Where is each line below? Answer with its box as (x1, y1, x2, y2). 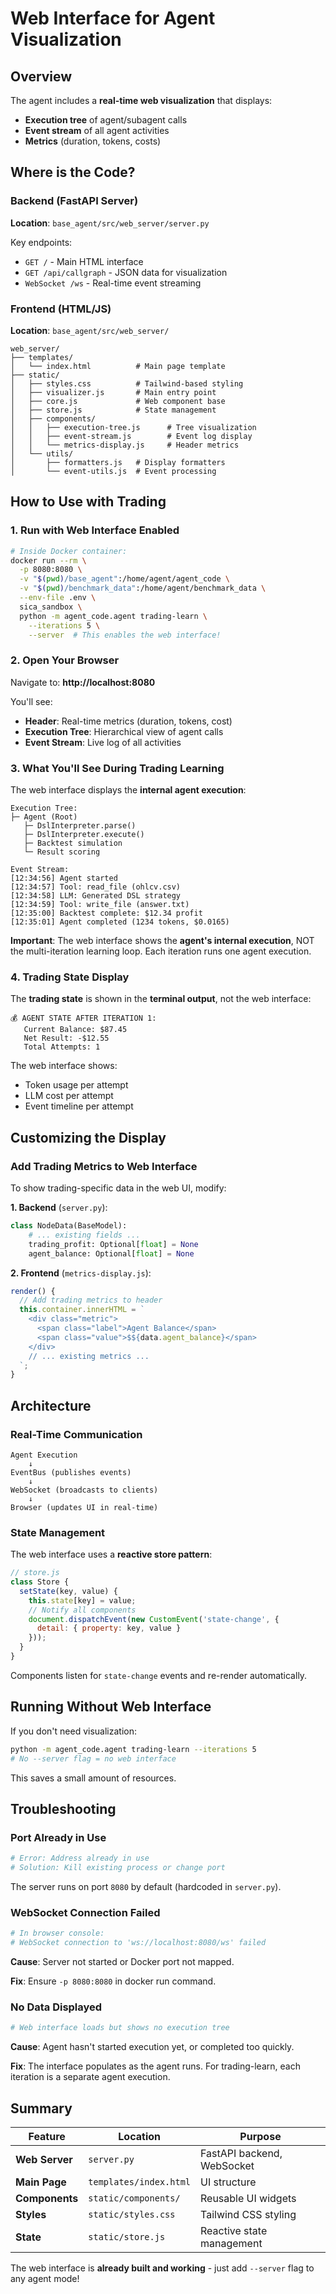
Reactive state (200, 2224, 268, 2238)
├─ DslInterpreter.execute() (23, 830, 145, 840)
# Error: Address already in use (10, 1853, 150, 1864)
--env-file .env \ (19, 593, 97, 603)
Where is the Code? (10, 164, 136, 181)
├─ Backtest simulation (23, 838, 123, 849)
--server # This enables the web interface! (28, 630, 222, 640)
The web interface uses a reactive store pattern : (10, 1548, 213, 1561)
